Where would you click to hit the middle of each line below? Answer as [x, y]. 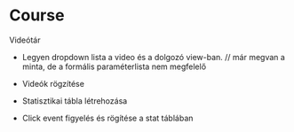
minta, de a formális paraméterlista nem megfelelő [114, 66]
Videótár [25, 40]
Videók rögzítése [53, 83]
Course [37, 16]
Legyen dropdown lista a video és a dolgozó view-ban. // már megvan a [154, 57]
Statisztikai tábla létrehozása [75, 101]
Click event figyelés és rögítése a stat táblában [107, 118]
